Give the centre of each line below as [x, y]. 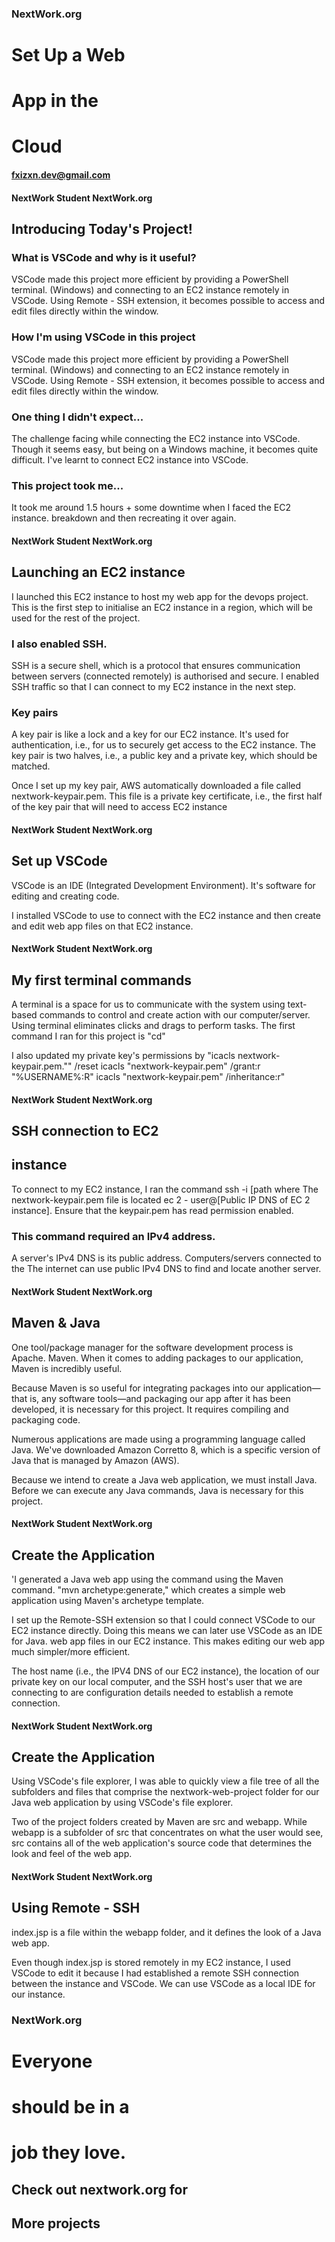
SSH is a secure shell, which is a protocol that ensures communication [156, 665]
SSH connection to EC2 [85, 1131]
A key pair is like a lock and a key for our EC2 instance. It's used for [150, 734]
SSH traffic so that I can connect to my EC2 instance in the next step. [154, 686]
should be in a [70, 2107]
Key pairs [35, 712]
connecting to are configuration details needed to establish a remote [152, 1692]
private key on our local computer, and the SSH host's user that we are [157, 1681]
